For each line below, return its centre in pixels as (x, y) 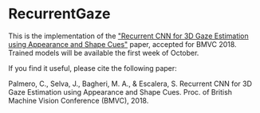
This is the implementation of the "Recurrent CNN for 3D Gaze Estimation (128, 36)
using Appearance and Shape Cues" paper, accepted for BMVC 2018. (122, 44)
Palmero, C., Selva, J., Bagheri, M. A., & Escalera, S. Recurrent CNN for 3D (130, 84)
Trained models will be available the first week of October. (104, 53)
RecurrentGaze (59, 14)
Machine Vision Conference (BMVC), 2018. (79, 100)
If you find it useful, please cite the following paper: (93, 68)
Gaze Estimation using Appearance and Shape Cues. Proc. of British (120, 92)
